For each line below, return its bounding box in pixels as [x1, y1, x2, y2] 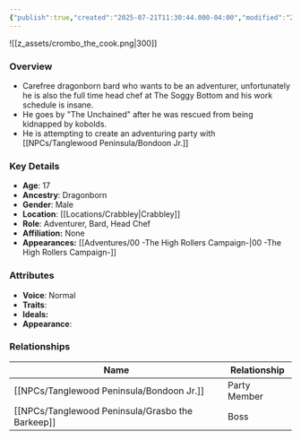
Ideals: [21, 308, 49, 319]
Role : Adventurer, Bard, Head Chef [21, 219, 150, 229]
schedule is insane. [21, 99, 94, 110]
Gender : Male [21, 199, 74, 211]
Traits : [21, 299, 47, 310]
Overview [9, 60, 53, 73]
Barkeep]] [13, 416, 56, 428]
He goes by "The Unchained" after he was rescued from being [21, 108, 254, 119]
